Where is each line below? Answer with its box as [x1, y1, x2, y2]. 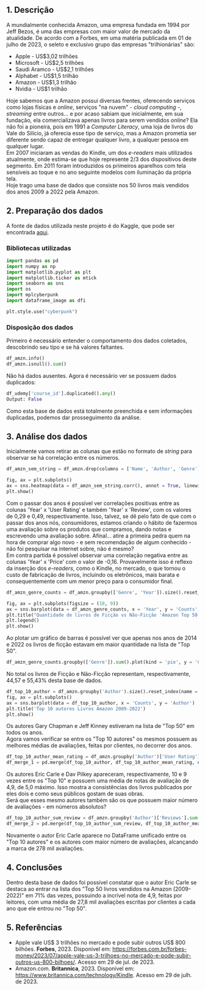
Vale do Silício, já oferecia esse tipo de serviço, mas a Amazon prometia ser [6, 129, 197, 137]
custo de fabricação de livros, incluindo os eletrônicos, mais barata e [6, 571, 180, 578]
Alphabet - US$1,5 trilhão [15, 72, 79, 79]
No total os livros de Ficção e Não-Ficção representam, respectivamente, [6, 670, 191, 678]
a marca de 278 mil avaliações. [6, 844, 84, 852]
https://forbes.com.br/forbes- [112, 945, 187, 953]
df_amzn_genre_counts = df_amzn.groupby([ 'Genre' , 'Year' [6, 589, 157, 596]
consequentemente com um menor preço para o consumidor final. [6, 577, 174, 585]
